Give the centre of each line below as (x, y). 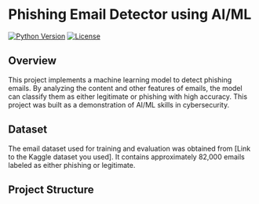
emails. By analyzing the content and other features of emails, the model (125, 88)
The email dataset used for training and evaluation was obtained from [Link (129, 148)
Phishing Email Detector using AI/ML (130, 15)
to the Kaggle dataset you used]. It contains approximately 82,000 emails (126, 157)
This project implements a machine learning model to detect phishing (120, 79)
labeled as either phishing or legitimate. (72, 165)
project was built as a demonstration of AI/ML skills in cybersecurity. (119, 104)
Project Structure (51, 189)
